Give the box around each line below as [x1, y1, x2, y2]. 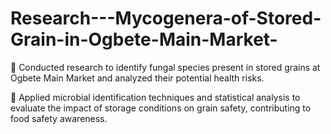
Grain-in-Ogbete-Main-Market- [10, 28, 278, 51]
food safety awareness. [10, 112, 108, 124]
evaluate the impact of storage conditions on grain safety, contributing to [10, 102, 312, 114]
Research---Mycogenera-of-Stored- [10, 7, 322, 30]
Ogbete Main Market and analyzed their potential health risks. [10, 72, 265, 84]
